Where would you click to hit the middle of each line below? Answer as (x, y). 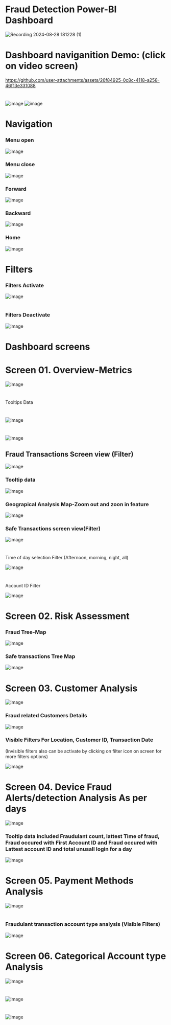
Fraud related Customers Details (46, 716)
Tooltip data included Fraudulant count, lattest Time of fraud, (82, 836)
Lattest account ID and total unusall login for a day (69, 849)
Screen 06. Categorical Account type (86, 956)
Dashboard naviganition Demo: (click (86, 55)
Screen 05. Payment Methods (69, 881)
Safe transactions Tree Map (40, 656)
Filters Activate (25, 285)
